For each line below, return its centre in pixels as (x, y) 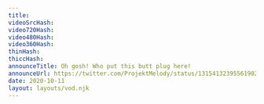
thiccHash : (26, 59)
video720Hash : (31, 30)
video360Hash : (31, 45)
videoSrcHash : (31, 23)
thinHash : (24, 52)
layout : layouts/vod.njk (49, 88)
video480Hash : (31, 37)
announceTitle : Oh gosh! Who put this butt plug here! (100, 66)
